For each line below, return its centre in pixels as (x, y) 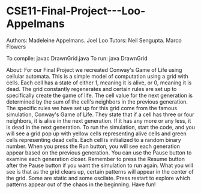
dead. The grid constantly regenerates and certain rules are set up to (91, 89)
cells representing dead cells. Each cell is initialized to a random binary (94, 140)
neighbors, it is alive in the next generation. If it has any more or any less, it (99, 120)
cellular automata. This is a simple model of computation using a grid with (97, 76)
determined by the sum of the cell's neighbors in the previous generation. (97, 101)
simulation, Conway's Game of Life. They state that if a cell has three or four (100, 114)
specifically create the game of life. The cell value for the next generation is (100, 95)
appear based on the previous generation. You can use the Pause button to (99, 152)
